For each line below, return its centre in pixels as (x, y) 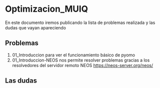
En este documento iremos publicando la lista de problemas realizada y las (80, 22)
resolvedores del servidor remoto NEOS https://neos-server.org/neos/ (82, 65)
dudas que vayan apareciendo (36, 27)
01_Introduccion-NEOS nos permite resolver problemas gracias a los (81, 60)
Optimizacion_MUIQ (47, 9)
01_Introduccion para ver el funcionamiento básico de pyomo (73, 55)
